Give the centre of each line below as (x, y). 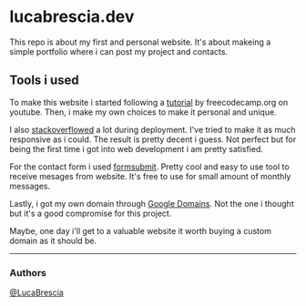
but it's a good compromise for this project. (91, 213)
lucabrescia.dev (72, 17)
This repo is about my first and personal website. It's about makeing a (140, 42)
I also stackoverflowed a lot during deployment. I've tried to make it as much (153, 129)
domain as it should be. (53, 240)
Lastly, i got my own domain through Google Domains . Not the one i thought (152, 203)
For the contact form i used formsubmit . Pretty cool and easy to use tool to (149, 167)
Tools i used (44, 81)
